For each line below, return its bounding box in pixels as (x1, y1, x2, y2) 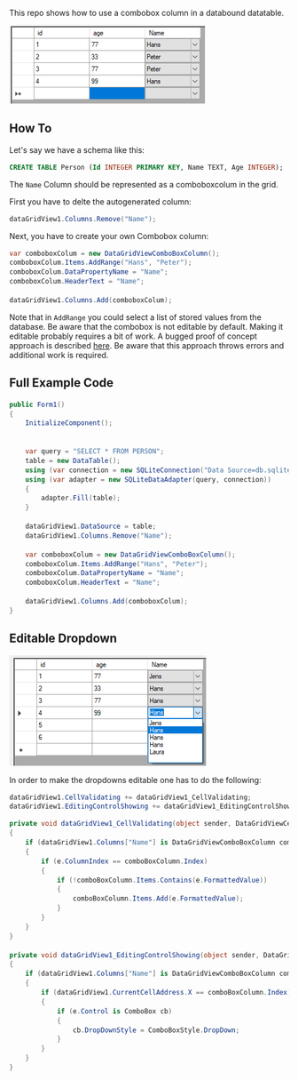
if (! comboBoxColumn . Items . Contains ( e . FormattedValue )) (56, 876, 268, 884)
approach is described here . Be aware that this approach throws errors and (9, 340, 285, 350)
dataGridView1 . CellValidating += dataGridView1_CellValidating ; (9, 793, 252, 802)
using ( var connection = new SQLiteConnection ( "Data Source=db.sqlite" (25, 466, 295, 475)
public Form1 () (9, 400, 66, 409)
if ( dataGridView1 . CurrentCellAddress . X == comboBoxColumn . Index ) (41, 988, 292, 997)
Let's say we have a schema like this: (9, 144, 145, 155)
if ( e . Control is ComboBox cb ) (56, 1006, 173, 1016)
